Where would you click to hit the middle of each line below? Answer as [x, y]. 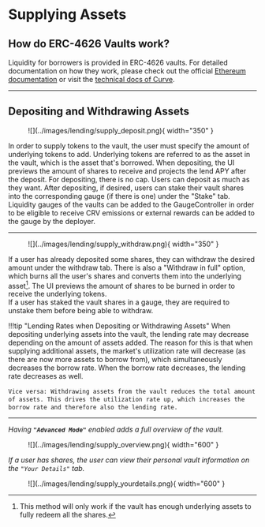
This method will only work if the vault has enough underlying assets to [135, 506]
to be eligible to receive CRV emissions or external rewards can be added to [131, 213]
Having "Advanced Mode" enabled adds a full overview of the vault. [116, 430]
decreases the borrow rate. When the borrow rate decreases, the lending [127, 368]
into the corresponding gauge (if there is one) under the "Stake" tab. [119, 196]
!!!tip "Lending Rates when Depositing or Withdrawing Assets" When [119, 326]
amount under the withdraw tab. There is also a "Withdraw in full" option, [127, 267]
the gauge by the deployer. [52, 221]
